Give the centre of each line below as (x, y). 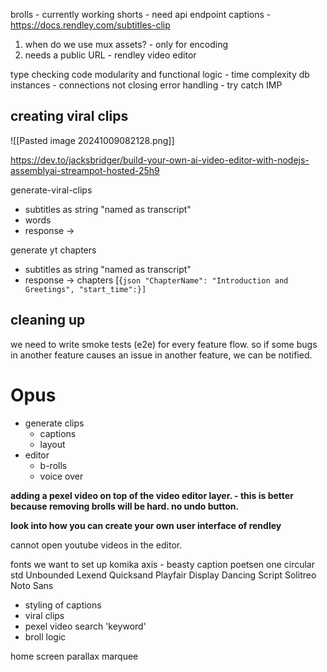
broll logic (45, 636)
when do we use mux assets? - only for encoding (126, 44)
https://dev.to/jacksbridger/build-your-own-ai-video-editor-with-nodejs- (160, 160)
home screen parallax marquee (74, 656)
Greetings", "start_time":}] (85, 289)
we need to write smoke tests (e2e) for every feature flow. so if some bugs (164, 344)
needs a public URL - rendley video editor (110, 55)
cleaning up (48, 320)
